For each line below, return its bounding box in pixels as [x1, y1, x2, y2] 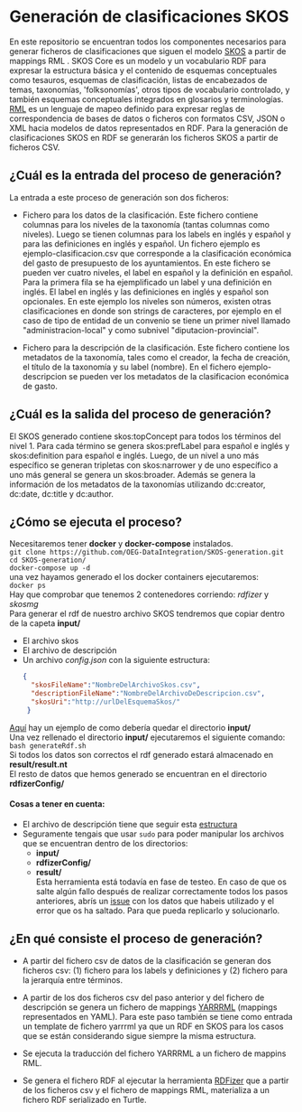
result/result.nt [9, 759, 68, 770]
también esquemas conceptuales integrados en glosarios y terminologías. [9, 93, 284, 105]
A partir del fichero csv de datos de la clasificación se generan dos [22, 955, 272, 966]
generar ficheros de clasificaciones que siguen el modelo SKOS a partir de [9, 45, 287, 56]
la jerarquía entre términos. [22, 974, 124, 986]
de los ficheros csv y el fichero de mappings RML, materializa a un [22, 1084, 270, 1095]
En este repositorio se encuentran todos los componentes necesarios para [9, 36, 287, 47]
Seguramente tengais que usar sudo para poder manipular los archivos [22, 828, 285, 839]
